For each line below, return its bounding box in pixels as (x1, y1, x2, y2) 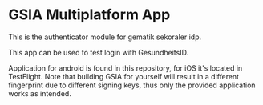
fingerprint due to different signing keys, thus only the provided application (8, 80, 256, 90)
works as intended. (8, 88, 72, 98)
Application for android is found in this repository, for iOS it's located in (8, 63, 243, 73)
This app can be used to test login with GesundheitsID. (8, 47, 189, 57)
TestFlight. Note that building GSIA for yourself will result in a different (8, 71, 239, 81)
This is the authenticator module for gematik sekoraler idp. (8, 32, 202, 42)
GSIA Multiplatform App (8, 6, 171, 24)
